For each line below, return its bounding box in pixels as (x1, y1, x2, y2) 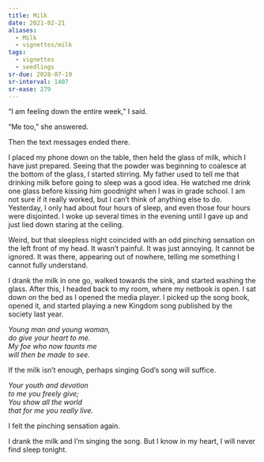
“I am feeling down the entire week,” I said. (8, 107, 148, 116)
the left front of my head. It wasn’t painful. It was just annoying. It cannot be (8, 244, 255, 253)
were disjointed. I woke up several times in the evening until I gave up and (8, 211, 248, 222)
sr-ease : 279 (8, 85, 51, 93)
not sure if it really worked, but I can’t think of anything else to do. (8, 195, 223, 204)
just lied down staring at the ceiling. (8, 220, 124, 229)
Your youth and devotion (8, 381, 89, 390)
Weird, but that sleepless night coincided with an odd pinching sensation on (8, 235, 255, 245)
